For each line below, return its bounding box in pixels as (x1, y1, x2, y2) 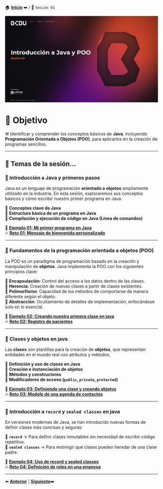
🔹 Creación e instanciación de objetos (5, 366, 83, 372)
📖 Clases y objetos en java (5, 335, 68, 342)
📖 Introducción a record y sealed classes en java (5, 408, 120, 415)
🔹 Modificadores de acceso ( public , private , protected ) (5, 377, 118, 382)
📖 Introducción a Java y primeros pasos (5, 175, 100, 181)
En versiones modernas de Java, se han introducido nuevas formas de (5, 419, 146, 425)
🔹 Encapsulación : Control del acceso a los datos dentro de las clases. (5, 278, 146, 284)
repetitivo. (5, 439, 25, 445)
